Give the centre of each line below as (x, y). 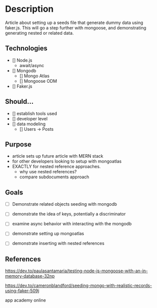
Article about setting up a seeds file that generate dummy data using (74, 23)
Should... (19, 102)
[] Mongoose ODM (38, 81)
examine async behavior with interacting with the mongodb (72, 224)
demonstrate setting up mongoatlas (48, 234)
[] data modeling (29, 124)
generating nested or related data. (40, 33)
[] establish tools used (34, 113)
